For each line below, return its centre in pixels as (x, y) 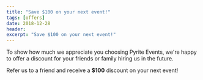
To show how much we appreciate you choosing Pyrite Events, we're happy (102, 52)
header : (16, 29)
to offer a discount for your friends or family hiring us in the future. (90, 59)
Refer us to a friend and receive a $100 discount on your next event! (92, 70)
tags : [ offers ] (26, 18)
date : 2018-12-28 (28, 23)
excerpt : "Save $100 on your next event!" (61, 35)
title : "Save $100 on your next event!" (59, 12)
